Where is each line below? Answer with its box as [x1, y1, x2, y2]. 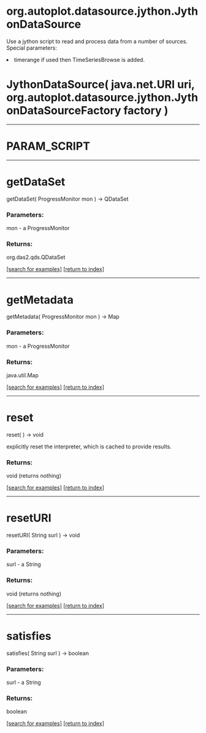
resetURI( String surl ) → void [6, 532, 80, 539]
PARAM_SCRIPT [6, 139, 91, 153]
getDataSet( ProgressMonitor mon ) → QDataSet [6, 195, 129, 202]
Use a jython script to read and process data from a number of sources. [6, 37, 188, 45]
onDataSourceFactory [6, 104, 121, 118]
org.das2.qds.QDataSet [6, 253, 66, 261]
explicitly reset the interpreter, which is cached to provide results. [6, 443, 172, 450]
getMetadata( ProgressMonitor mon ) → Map [6, 313, 120, 320]
